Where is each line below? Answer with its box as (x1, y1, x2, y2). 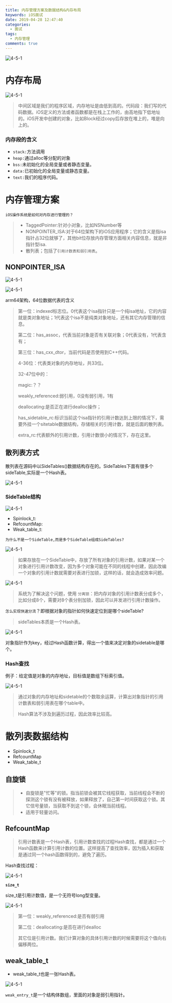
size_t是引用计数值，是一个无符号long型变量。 (5, 892, 104, 898)
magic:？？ (17, 382, 42, 388)
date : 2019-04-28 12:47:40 (5, 17, 63, 22)
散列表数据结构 (5, 731, 69, 743)
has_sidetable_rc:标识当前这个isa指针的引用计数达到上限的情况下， (17, 414, 160, 421)
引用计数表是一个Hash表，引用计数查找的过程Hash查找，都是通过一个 (17, 838, 166, 845)
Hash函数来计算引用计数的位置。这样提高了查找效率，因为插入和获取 (17, 845, 164, 851)
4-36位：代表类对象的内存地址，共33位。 (17, 360, 106, 366)
